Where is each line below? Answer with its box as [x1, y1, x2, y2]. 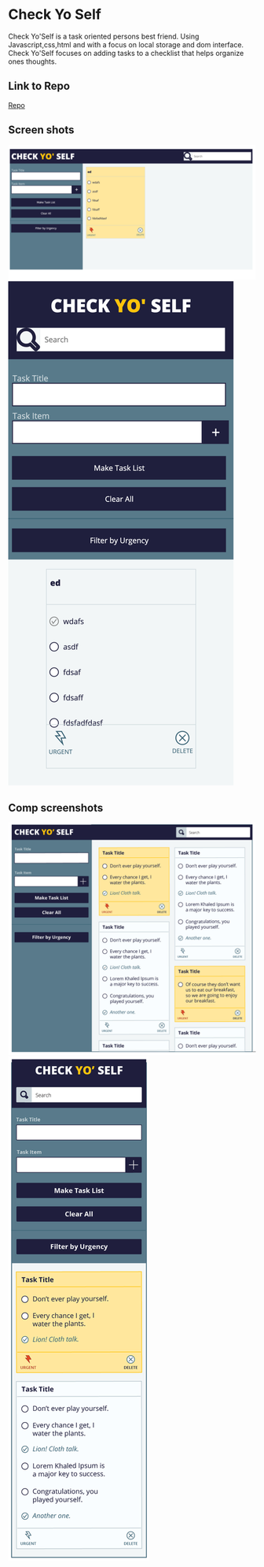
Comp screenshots [8, 801, 104, 815]
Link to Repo [8, 80, 71, 93]
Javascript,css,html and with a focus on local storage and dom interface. [8, 39, 244, 49]
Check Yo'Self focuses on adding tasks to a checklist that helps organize [8, 48, 244, 58]
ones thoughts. [8, 57, 57, 66]
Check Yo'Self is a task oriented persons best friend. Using [8, 32, 200, 41]
